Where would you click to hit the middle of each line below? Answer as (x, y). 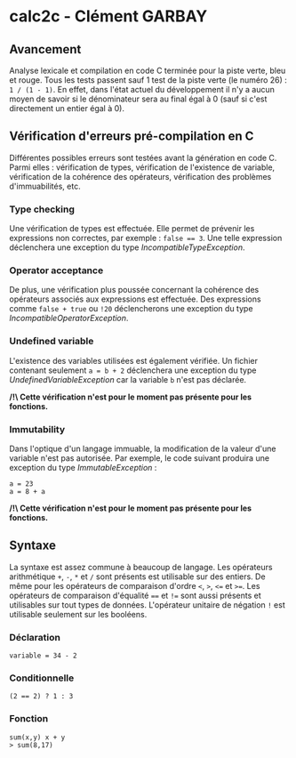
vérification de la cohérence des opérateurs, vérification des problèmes (140, 176)
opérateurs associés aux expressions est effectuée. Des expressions (135, 299)
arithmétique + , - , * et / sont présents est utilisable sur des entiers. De (137, 577)
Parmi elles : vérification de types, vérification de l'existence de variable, (142, 167)
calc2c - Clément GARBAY (108, 16)
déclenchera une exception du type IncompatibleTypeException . (127, 247)
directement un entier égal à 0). (67, 108)
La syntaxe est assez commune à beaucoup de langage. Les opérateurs (141, 567)
